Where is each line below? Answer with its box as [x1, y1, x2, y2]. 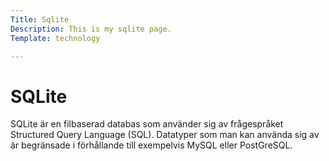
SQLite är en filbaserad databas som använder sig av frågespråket [10, 118, 284, 130]
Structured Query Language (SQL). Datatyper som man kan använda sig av [10, 129, 320, 141]
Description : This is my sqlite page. [10, 24, 172, 34]
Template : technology [10, 33, 101, 43]
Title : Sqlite [10, 14, 70, 25]
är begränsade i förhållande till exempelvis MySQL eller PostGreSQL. [10, 139, 293, 151]
